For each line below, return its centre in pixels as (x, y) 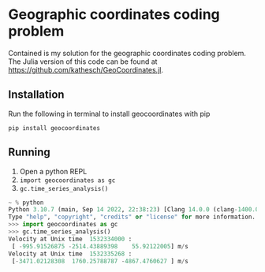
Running (30, 153)
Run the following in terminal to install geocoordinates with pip (109, 114)
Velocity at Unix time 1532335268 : (70, 254)
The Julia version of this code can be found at (83, 61)
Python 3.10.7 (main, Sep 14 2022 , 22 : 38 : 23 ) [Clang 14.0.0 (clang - (123, 210)
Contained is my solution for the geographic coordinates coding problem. (127, 53)
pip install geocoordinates (54, 128)
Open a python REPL (53, 171)
